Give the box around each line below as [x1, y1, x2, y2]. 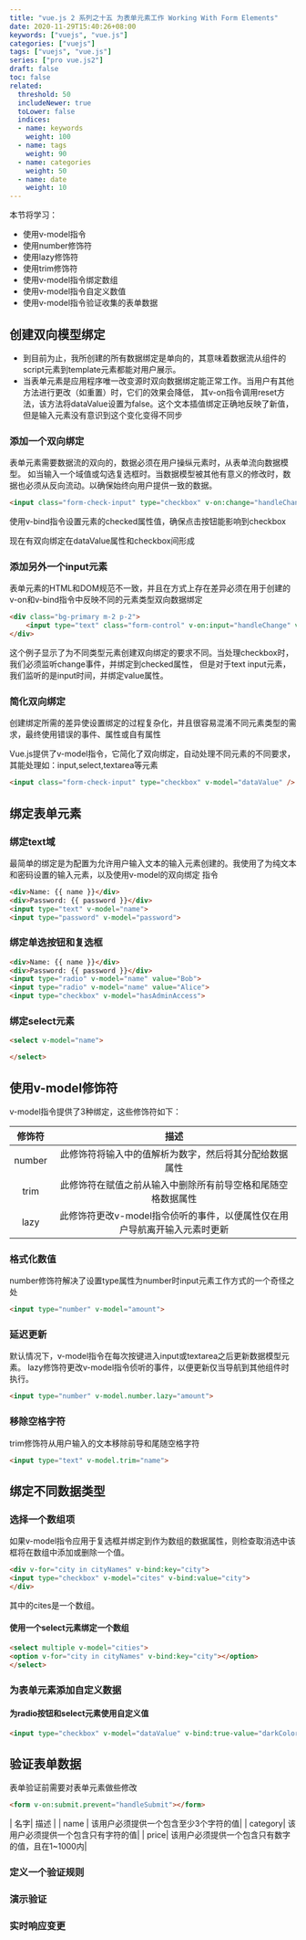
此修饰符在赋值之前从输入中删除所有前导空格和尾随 [60, 1178, 280, 1191]
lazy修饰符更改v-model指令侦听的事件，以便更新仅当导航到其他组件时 [26, 1362, 290, 1373]
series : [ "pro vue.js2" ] [9, 56, 104, 65]
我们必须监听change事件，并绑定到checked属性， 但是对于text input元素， [9, 659, 291, 670]
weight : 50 [25, 166, 67, 175]
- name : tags [17, 141, 67, 150]
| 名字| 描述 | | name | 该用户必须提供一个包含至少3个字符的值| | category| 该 [9, 1819, 296, 1829]
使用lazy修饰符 [22, 252, 79, 263]
